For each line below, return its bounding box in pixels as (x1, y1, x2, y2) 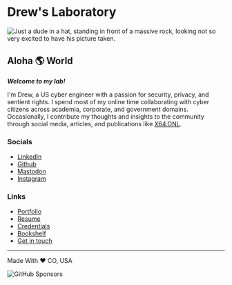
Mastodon (17, 167, 46, 176)
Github (17, 160, 37, 168)
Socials (7, 137, 32, 146)
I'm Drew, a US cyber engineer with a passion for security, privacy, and (7, 90, 209, 99)
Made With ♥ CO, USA (7, 257, 72, 265)
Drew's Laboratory (7, 4, 117, 20)
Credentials (17, 222, 50, 230)
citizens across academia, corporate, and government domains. (7, 105, 188, 113)
